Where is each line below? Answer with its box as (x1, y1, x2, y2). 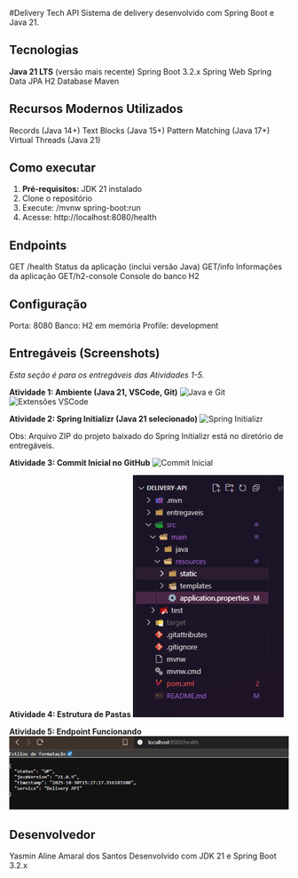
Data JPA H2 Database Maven (9, 76, 120, 86)
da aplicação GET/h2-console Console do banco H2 (9, 271, 200, 282)
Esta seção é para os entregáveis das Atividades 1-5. (9, 369, 205, 380)
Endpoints (9, 237, 67, 252)
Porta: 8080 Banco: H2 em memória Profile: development (9, 320, 219, 331)
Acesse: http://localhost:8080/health (21, 212, 157, 223)
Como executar (9, 160, 96, 176)
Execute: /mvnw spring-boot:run (21, 203, 142, 213)
